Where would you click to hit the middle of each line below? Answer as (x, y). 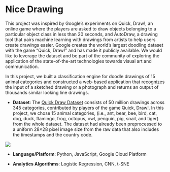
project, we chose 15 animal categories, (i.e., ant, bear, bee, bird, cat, (85, 113)
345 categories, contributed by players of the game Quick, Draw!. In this (88, 108)
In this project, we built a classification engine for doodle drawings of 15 (80, 76)
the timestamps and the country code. (53, 134)
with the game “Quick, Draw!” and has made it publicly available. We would (84, 50)
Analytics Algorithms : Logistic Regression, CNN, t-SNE (71, 164)
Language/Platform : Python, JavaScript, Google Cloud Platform (80, 154)
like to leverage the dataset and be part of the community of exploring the (82, 56)
